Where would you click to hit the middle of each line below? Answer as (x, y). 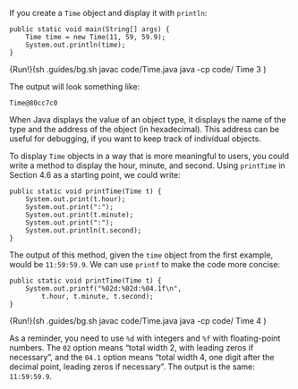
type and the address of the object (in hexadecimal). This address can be (145, 129)
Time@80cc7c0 (34, 103)
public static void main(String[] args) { (89, 30)
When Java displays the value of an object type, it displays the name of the (148, 119)
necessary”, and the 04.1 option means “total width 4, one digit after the (142, 357)
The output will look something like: (75, 87)
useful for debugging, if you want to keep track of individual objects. (135, 139)
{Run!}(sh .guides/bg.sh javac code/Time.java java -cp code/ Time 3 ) (138, 69)
